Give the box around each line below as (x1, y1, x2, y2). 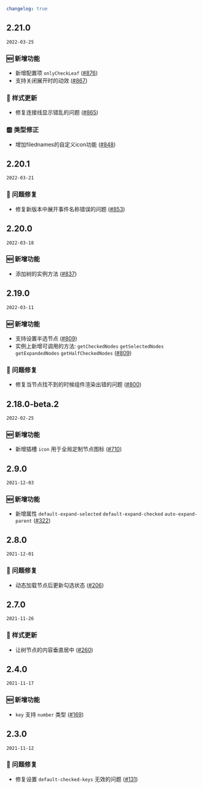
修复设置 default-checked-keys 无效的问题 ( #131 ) (15, 775, 138, 783)
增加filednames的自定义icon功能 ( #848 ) (15, 141, 116, 148)
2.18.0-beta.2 (6, 398, 59, 409)
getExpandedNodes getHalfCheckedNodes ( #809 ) (15, 349, 132, 356)
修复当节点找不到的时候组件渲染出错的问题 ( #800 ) (15, 381, 142, 388)
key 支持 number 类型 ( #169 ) (15, 711, 84, 718)
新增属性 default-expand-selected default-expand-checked (15, 510, 163, 517)
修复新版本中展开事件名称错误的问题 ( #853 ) (15, 205, 125, 212)
